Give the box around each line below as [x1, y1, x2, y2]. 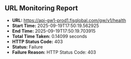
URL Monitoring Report [5, 4, 79, 12]
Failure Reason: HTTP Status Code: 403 [12, 49, 96, 55]
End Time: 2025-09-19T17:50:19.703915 [12, 27, 96, 34]
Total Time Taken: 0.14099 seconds [12, 33, 87, 39]
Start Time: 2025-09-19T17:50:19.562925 [12, 22, 99, 28]
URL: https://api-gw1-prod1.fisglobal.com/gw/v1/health [12, 17, 126, 23]
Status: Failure [12, 43, 43, 49]
